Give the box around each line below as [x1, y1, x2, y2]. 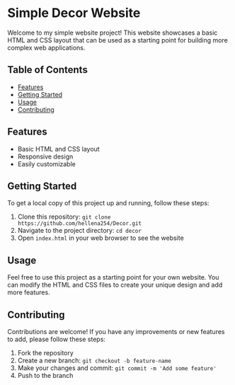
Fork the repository [17, 349, 74, 357]
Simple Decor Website [7, 5, 141, 21]
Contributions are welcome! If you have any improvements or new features [7, 328, 225, 335]
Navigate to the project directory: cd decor [17, 226, 142, 235]
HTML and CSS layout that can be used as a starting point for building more [7, 35, 228, 44]
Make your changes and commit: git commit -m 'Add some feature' [17, 364, 217, 372]
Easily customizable [17, 159, 76, 168]
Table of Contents [7, 64, 88, 76]
